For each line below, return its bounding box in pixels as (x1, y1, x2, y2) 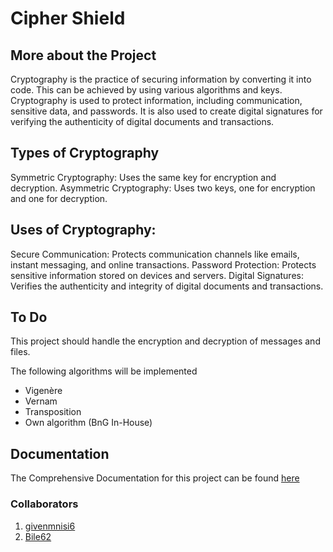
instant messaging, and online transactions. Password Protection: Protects (10, 258, 317, 271)
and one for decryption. (10, 192, 108, 204)
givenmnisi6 (24, 520, 76, 532)
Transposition (24, 406, 82, 418)
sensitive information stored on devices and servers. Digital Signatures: (10, 269, 304, 281)
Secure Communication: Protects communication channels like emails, (10, 248, 300, 260)
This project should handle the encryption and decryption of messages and (10, 335, 321, 347)
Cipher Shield (10, 7, 126, 30)
